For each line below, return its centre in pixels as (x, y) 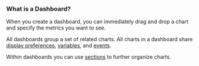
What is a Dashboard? (39, 9)
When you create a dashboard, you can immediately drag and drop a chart (97, 22)
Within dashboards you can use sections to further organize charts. (89, 57)
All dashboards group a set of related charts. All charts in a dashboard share (99, 39)
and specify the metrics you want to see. (56, 28)
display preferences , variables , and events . (59, 45)
